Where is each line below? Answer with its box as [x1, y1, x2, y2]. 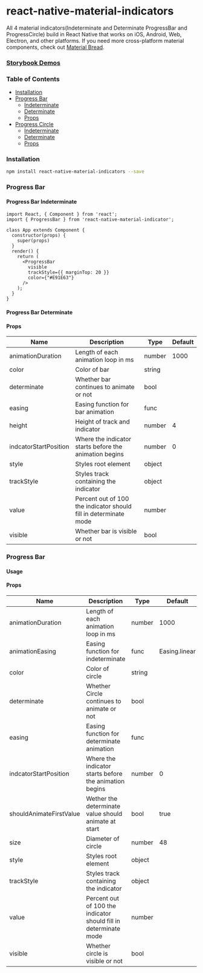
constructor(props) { [11, 233, 66, 239]
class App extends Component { [6, 227, 85, 233]
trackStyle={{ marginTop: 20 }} [28, 270, 110, 276]
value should [86, 809, 123, 818]
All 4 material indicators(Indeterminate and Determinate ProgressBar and [6, 24, 187, 31]
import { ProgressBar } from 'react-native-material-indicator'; [6, 216, 174, 223]
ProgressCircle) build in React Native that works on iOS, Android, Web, [6, 30, 182, 37]
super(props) [17, 238, 50, 244]
